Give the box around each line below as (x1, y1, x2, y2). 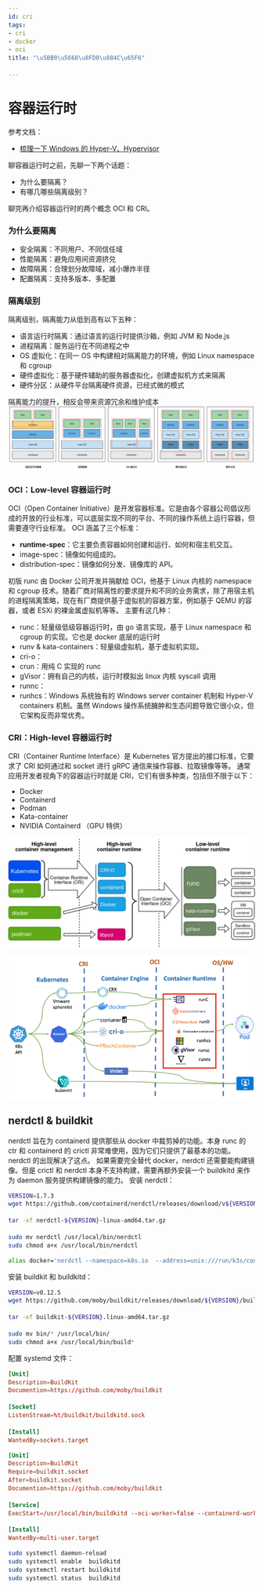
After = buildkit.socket (8, 1476, 82, 1484)
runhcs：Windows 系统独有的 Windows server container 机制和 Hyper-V (19, 691, 254, 700)
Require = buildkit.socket (8, 1468, 89, 1476)
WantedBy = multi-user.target (8, 1534, 100, 1542)
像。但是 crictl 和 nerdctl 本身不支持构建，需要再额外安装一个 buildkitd (8, 1165, 235, 1175)
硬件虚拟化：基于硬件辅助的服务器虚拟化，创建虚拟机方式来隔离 (19, 371, 225, 380)
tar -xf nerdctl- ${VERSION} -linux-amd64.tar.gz (8, 1217, 167, 1225)
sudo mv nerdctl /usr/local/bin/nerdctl (8, 1233, 142, 1241)
